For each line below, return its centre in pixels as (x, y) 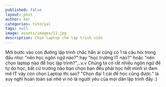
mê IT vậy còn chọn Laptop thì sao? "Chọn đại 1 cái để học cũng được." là (82, 73)
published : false (24, 10)
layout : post (19, 15)
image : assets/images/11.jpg (36, 33)
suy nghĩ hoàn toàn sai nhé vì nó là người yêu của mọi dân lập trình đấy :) (81, 79)
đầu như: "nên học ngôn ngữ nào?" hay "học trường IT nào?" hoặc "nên (80, 57)
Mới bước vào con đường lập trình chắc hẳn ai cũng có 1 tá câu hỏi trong (80, 52)
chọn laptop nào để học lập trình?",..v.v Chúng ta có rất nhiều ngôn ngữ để (83, 63)
